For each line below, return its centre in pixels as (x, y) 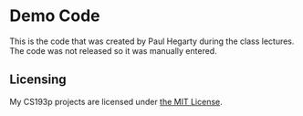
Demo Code (55, 16)
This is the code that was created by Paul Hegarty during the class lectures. (152, 41)
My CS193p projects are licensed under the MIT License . (116, 101)
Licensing (38, 80)
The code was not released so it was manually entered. (113, 50)
